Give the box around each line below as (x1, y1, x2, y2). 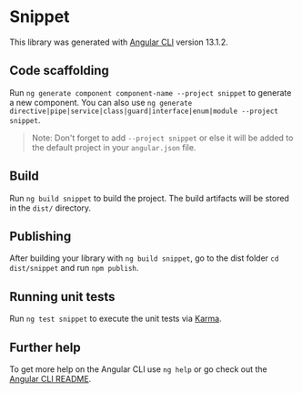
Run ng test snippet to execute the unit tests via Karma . (9, 313, 222, 325)
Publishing (9, 228, 72, 243)
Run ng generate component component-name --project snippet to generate (9, 87, 292, 98)
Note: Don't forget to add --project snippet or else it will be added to (31, 132, 294, 143)
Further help (9, 339, 82, 355)
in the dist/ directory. (9, 202, 92, 213)
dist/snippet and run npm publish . (9, 263, 139, 274)
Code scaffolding (9, 63, 109, 78)
